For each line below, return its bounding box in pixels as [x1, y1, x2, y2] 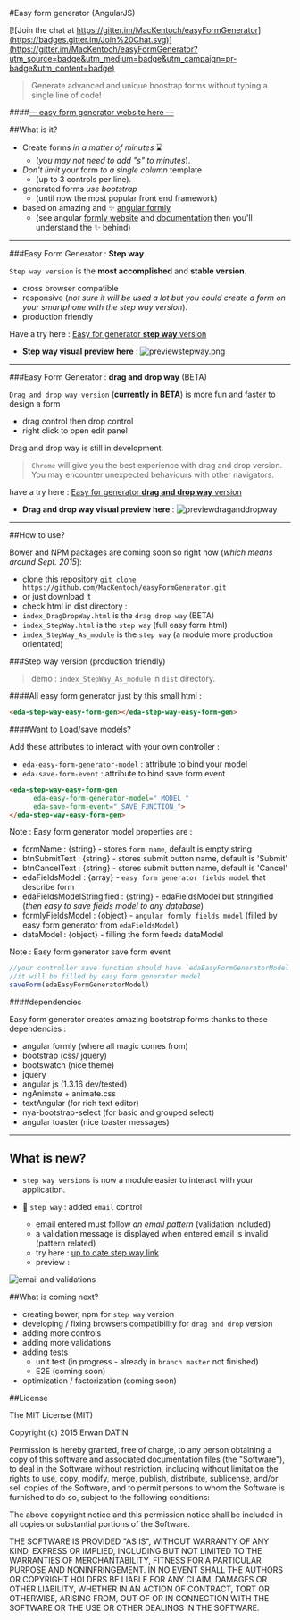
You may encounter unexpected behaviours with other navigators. [30, 469, 275, 480]
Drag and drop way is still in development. [9, 442, 164, 453]
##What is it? [9, 124, 58, 135]
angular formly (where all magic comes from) [21, 1041, 189, 1051]
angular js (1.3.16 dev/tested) [21, 1079, 128, 1089]
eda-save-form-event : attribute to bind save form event [21, 768, 226, 778]
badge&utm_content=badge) [9, 63, 115, 73]
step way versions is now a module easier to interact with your [21, 1174, 254, 1185]
